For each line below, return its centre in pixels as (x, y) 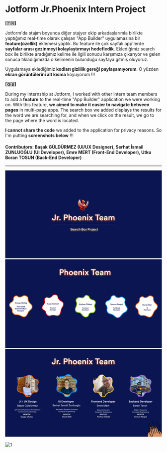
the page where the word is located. (42, 120)
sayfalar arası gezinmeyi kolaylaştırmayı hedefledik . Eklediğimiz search (80, 49)
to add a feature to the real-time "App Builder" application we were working (83, 99)
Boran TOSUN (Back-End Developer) (43, 157)
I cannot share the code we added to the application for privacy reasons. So (83, 130)
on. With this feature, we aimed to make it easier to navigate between (77, 104)
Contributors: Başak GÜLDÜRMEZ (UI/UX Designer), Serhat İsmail (74, 147)
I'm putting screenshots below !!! (39, 135)
